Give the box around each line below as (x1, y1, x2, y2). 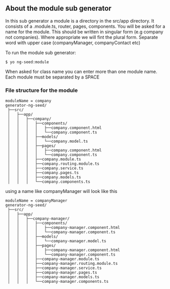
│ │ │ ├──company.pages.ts (7, 170, 79, 176)
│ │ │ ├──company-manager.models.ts (7, 275, 100, 280)
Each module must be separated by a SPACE (5, 74, 100, 80)
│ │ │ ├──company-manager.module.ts (7, 257, 100, 262)
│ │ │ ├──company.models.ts (7, 175, 81, 180)
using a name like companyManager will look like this (5, 188, 118, 195)
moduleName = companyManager (5, 198, 68, 203)
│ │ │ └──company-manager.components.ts (7, 279, 109, 284)
